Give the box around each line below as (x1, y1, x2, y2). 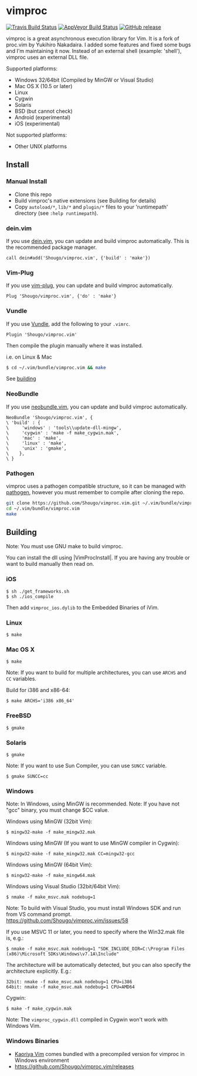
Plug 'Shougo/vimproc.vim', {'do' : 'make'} (6, 294, 117, 299)
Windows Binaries (6, 1037, 59, 1045)
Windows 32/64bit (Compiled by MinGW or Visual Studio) (14, 76, 154, 83)
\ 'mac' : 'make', (6, 435, 62, 441)
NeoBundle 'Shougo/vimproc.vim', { (6, 414, 93, 420)
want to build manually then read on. (6, 561, 94, 568)
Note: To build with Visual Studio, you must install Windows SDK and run (6, 905, 181, 912)
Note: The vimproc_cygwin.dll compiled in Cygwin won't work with (6, 1016, 168, 1023)
